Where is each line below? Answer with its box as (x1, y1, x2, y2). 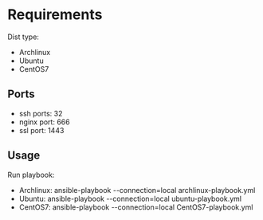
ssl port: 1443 (18, 125, 65, 135)
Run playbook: (7, 170, 55, 179)
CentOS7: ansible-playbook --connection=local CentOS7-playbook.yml (18, 202, 253, 212)
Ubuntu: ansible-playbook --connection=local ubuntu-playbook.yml (18, 194, 242, 203)
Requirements (7, 6, 103, 24)
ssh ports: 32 (18, 108, 63, 118)
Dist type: (7, 32, 39, 41)
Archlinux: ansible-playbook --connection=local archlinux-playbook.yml (18, 185, 256, 194)
